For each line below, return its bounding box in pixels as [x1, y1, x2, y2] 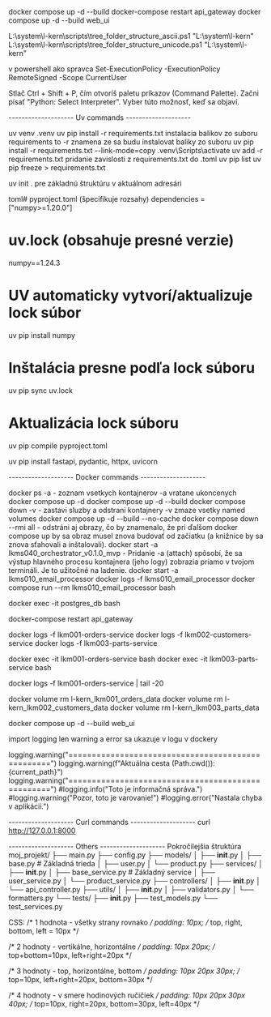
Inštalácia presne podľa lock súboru [8, 359, 256, 378]
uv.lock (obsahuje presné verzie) [8, 231, 235, 250]
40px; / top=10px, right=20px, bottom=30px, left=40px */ [8, 998, 200, 1008]
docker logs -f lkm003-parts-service [35, 638, 158, 647]
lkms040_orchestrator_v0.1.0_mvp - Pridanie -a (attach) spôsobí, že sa [8, 548, 243, 558]
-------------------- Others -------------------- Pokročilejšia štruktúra [8, 841, 242, 851]
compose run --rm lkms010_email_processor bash [8, 583, 176, 592]
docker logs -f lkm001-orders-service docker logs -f [8, 630, 184, 639]
